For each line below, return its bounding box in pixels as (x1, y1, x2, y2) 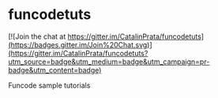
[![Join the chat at (8, 32, 66, 41)
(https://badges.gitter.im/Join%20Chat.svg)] (8, 40, 152, 49)
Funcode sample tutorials (8, 81, 91, 90)
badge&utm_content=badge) (8, 65, 102, 74)
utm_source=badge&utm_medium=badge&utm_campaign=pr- (8, 57, 210, 66)
